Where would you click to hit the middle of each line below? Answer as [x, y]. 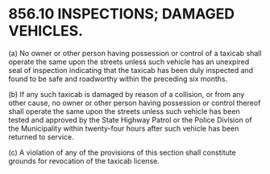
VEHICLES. [46, 31]
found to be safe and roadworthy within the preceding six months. [118, 79]
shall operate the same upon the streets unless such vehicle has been [124, 111]
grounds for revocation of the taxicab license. [84, 160]
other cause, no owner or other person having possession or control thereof [135, 103]
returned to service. [41, 136]
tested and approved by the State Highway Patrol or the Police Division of [130, 119]
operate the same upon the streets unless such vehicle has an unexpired [129, 62]
